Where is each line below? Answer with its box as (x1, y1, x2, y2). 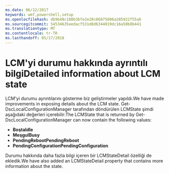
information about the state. (5, 163, 63, 169)
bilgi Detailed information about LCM (5, 68, 161, 80)
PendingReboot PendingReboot (12, 137, 79, 143)
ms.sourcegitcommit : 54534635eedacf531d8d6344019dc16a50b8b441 (5, 21, 142, 27)
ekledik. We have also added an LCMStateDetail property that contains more (5, 157, 163, 164)
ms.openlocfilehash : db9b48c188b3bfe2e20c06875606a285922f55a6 (5, 17, 142, 22)
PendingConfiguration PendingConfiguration (12, 142, 109, 149)
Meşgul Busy (12, 132, 40, 138)
